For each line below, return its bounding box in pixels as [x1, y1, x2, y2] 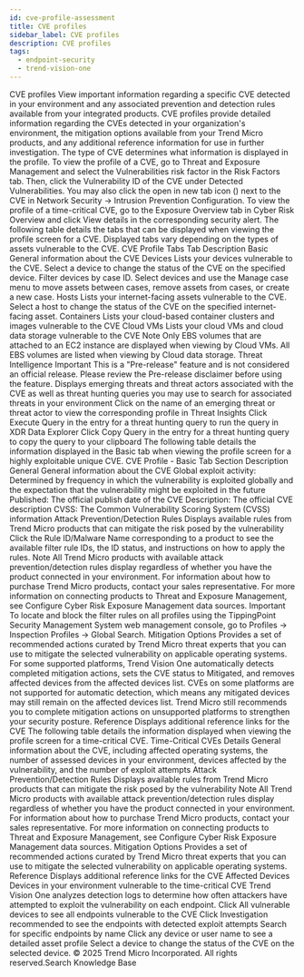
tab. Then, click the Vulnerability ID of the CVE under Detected [9, 175, 243, 186]
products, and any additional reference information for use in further [9, 137, 265, 148]
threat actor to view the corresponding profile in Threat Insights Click [9, 407, 268, 418]
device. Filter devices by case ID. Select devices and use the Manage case [9, 271, 289, 282]
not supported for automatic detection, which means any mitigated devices [9, 686, 290, 697]
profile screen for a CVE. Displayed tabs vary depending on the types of [9, 233, 279, 244]
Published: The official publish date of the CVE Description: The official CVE [9, 494, 293, 505]
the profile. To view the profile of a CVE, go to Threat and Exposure [9, 156, 260, 167]
